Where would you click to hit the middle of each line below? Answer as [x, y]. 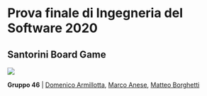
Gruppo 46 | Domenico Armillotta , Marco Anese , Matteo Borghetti [103, 85]
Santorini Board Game [57, 54]
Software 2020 [52, 28]
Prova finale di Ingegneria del [95, 13]
